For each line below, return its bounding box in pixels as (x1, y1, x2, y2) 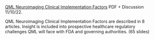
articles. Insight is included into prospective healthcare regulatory (5, 24, 136, 29)
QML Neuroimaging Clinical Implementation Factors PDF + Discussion (5, 4, 144, 10)
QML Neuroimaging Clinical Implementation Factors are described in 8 (5, 19, 145, 24)
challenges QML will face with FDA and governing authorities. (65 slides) (5, 29, 150, 34)
